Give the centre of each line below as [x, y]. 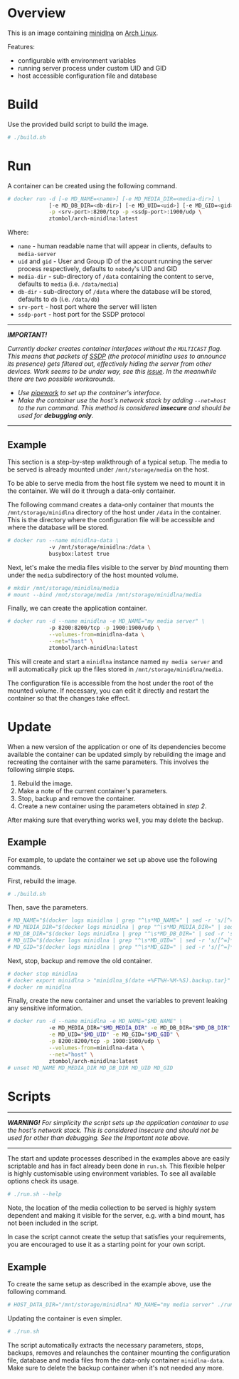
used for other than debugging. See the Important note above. [99, 1138]
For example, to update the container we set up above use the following [112, 859]
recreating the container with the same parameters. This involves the [108, 762]
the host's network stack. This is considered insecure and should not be [113, 1130]
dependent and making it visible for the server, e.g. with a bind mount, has [116, 1216]
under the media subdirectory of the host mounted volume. [93, 575]
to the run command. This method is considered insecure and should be [124, 408]
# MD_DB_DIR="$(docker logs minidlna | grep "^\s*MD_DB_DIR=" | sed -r [116, 934]
